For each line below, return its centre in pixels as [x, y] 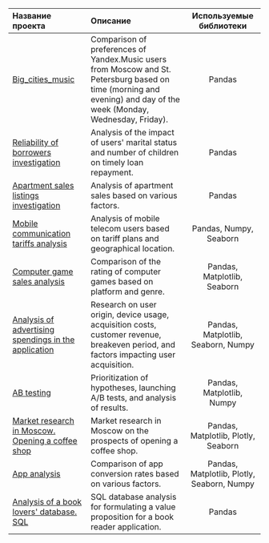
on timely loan [117, 162]
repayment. [112, 173]
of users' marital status [134, 142]
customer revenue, [126, 334]
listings [26, 195]
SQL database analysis [134, 497]
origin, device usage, [130, 314]
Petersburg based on [130, 79]
